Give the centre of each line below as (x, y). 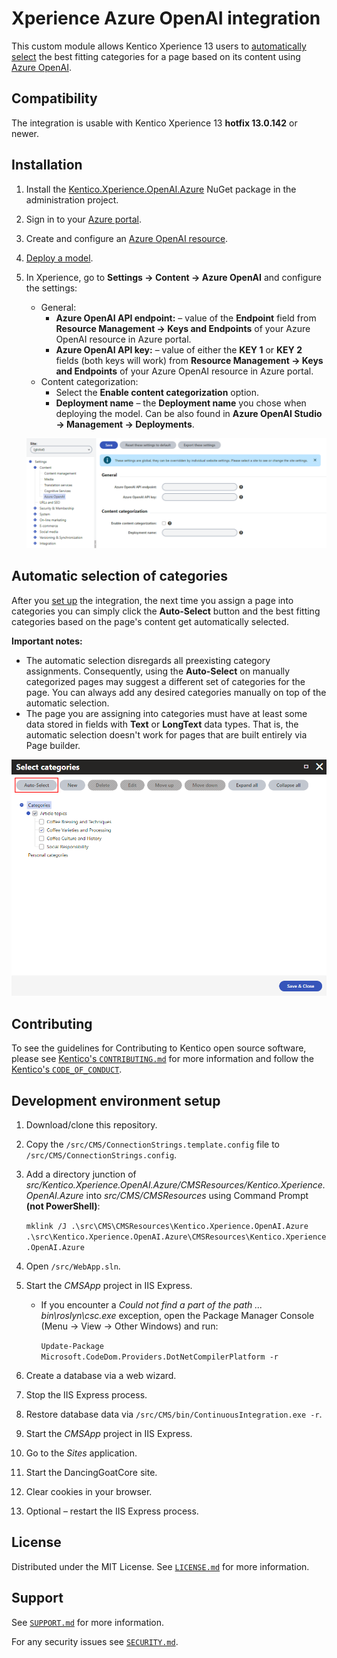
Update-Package (72, 1346)
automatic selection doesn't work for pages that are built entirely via (166, 734)
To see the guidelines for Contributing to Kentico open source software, (159, 1048)
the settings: (51, 288)
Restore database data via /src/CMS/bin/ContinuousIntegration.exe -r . (174, 1414)
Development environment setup (116, 1100)
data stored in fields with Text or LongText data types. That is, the (162, 724)
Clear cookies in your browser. (89, 1491)
